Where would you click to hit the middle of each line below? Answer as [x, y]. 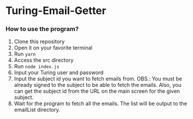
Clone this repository [39, 41]
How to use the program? [42, 29]
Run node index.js [37, 66]
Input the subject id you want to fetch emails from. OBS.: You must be [98, 79]
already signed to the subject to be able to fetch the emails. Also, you [98, 85]
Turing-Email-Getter [56, 11]
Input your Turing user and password [59, 73]
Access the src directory [44, 60]
